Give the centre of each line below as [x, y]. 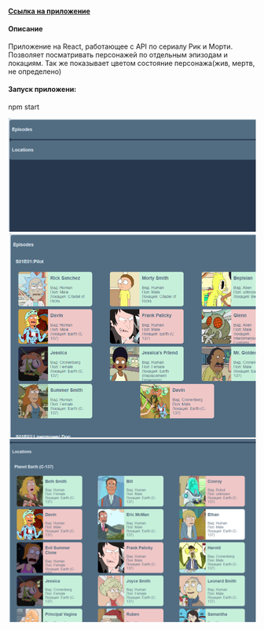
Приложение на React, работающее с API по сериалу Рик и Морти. [121, 46]
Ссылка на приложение [49, 11]
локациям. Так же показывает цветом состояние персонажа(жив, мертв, [132, 63]
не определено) [35, 71]
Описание [26, 29]
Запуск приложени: [42, 90]
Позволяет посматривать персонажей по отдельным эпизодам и [118, 54]
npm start [24, 107]
